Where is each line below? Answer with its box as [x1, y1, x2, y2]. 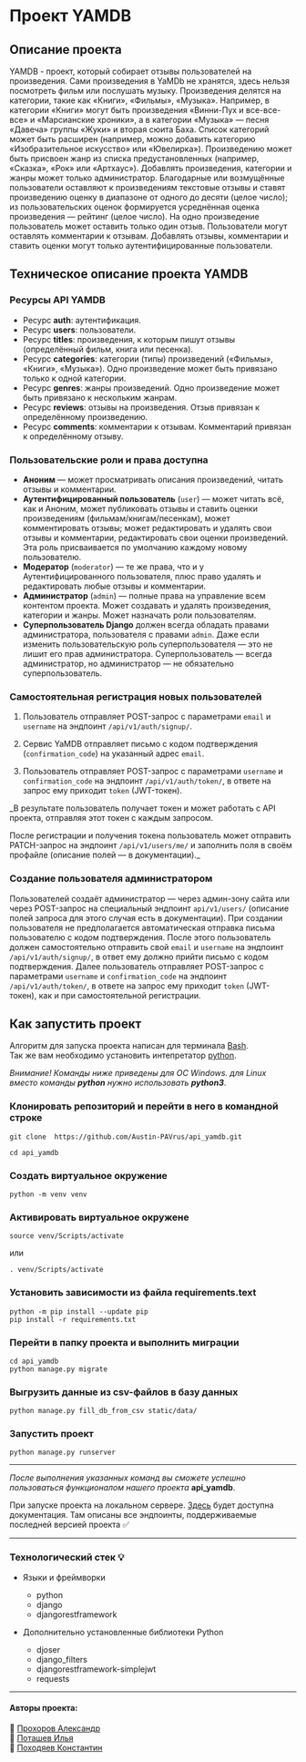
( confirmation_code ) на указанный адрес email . [22, 748, 205, 759]
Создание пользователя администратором [9, 872, 213, 885]
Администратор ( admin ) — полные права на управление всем [22, 589, 266, 601]
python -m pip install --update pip [9, 1306, 148, 1316]
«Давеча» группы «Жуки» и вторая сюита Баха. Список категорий [9, 124, 270, 135]
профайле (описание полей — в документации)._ [9, 849, 200, 861]
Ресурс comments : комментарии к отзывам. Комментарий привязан [22, 421, 291, 432]
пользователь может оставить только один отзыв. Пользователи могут [9, 220, 288, 231]
